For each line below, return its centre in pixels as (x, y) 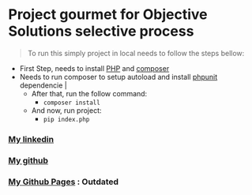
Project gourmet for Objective (108, 15)
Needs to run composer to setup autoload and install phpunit (118, 77)
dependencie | (43, 85)
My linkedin (31, 139)
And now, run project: (66, 110)
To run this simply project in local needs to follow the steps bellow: (136, 53)
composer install (71, 103)
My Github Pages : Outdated (64, 182)
